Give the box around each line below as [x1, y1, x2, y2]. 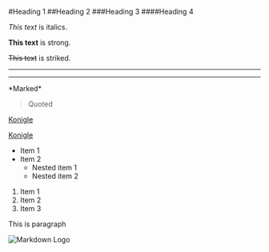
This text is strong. [8, 38, 71, 47]
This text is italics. [8, 22, 68, 31]
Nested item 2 [31, 171, 78, 181]
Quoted [27, 99, 54, 109]
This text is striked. [8, 54, 71, 62]
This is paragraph [8, 219, 66, 229]
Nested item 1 [31, 163, 78, 172]
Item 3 [19, 204, 42, 213]
